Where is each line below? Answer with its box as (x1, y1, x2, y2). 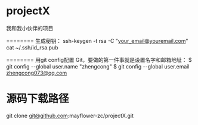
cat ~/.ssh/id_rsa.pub (6, 43, 58, 51)
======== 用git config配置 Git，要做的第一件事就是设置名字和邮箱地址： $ (6, 56, 192, 63)
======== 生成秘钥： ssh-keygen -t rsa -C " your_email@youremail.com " (6, 37, 188, 44)
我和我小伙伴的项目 (6, 24, 54, 32)
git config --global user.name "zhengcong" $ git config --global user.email (6, 62, 190, 70)
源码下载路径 (6, 92, 70, 105)
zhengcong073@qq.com (6, 69, 67, 76)
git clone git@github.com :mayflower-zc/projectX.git (6, 112, 134, 119)
